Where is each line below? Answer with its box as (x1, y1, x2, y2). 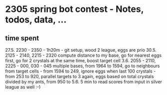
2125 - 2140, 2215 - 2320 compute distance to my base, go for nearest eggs (5, 52, 162, 58)
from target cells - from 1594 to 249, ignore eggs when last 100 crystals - (5, 68, 156, 74)
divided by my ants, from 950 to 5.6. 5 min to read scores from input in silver (5, 79, 163, 85)
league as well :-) (5, 84, 41, 90)
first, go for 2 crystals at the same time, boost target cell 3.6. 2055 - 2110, (5, 58, 156, 63)
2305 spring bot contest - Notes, (5, 3, 144, 15)
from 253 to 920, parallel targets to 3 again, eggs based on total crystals (5, 74, 154, 79)
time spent (5, 34, 39, 42)
